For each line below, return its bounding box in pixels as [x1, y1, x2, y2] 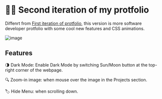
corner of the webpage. [15, 67, 63, 73]
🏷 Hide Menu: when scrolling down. [5, 88, 78, 94]
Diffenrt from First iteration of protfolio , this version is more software [5, 20, 142, 26]
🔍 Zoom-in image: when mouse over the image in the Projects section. [5, 77, 147, 82]
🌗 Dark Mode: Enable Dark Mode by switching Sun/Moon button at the [5, 62, 148, 67]
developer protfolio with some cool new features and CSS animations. [5, 25, 145, 31]
